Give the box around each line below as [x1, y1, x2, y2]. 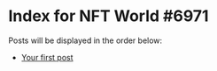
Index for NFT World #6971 [8, 6, 209, 26]
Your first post [20, 52, 74, 62]
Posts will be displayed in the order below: [8, 35, 163, 46]
